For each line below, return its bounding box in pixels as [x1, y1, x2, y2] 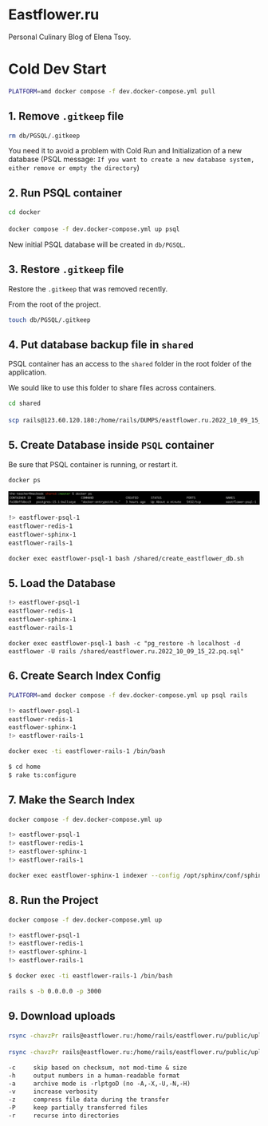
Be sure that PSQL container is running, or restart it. [8, 459, 178, 469]
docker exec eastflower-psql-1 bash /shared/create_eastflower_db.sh [8, 554, 245, 562]
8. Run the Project [8, 894, 99, 907]
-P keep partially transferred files [8, 1104, 148, 1112]
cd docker [8, 208, 41, 216]
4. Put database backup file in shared [8, 338, 194, 351]
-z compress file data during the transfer [8, 1096, 170, 1104]
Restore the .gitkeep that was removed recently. [8, 283, 168, 293]
